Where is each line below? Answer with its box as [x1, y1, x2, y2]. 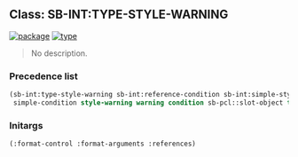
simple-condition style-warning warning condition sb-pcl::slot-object [12, 98, 284, 107]
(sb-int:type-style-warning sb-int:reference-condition [9, 90, 220, 99]
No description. [30, 48, 88, 59]
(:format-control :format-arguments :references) [9, 139, 197, 149]
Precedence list [9, 70, 78, 82]
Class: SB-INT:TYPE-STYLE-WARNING [9, 7, 229, 22]
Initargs [9, 119, 43, 131]
